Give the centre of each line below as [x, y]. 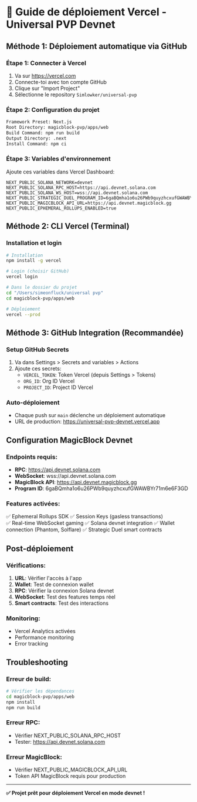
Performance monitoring [44, 637]
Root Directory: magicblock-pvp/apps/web [57, 128]
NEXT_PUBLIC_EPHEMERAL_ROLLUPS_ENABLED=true [61, 208]
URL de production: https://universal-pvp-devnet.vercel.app [87, 422]
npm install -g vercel [34, 261]
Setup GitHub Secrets [38, 350]
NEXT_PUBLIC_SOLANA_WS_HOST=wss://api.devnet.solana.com [77, 193]
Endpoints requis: [32, 457]
